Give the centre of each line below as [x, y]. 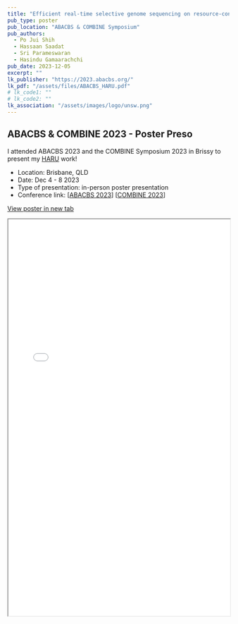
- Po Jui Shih [34, 40]
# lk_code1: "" [30, 92]
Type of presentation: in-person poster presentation [93, 187]
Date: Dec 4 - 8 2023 [48, 180]
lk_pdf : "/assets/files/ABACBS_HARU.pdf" [69, 86]
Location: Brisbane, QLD [53, 172]
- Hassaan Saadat [39, 47]
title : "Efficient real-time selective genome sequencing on [99, 14]
